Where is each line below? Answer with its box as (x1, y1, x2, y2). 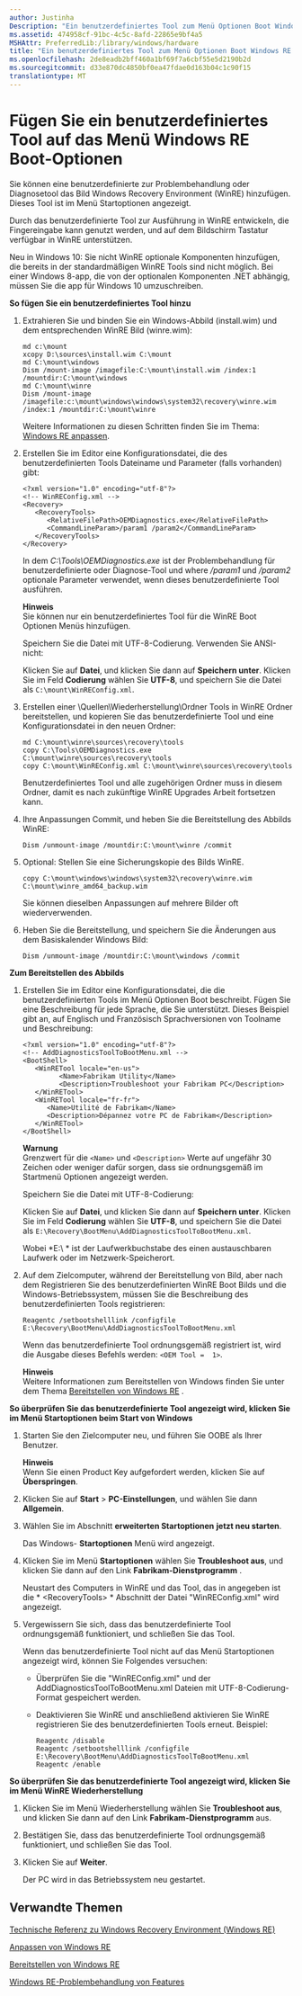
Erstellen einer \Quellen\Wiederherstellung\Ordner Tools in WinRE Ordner (22, 701, 293, 712)
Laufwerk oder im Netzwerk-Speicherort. (22, 1252, 175, 1263)
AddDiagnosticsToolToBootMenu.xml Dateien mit (35, 1682, 218, 1693)
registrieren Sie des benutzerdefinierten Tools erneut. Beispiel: (35, 1719, 268, 1730)
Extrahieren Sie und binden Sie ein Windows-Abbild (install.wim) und (22, 315, 277, 326)
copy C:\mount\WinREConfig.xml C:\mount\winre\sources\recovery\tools (22, 761, 293, 770)
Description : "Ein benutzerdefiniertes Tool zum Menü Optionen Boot (9, 22, 271, 31)
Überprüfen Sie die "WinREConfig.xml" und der (35, 1672, 211, 1683)
